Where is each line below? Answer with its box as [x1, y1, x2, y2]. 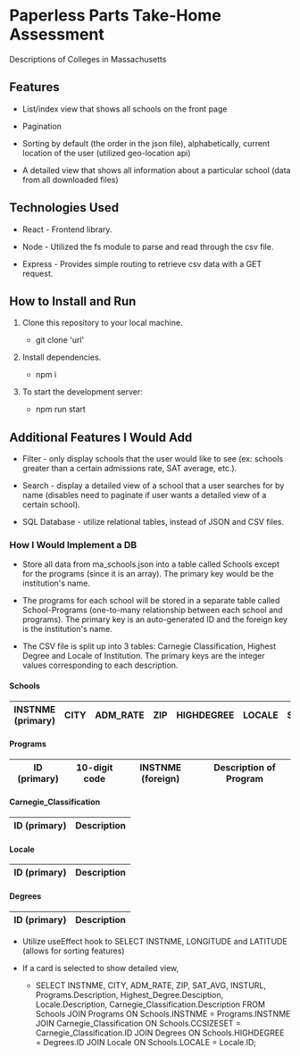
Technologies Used [9, 200, 119, 215]
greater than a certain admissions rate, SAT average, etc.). [21, 463, 237, 474]
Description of [213, 761, 277, 773]
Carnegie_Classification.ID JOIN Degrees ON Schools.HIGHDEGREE [35, 1027, 285, 1038]
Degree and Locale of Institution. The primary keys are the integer [21, 651, 265, 661]
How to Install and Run [9, 294, 137, 309]
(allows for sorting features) [21, 945, 125, 956]
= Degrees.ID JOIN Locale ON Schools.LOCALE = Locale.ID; [35, 1036, 257, 1047]
